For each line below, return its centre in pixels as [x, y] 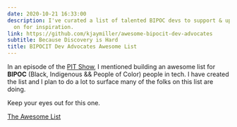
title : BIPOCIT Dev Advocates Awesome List [72, 47]
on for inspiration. [44, 27]
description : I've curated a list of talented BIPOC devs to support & [115, 20]
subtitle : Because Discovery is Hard [63, 40]
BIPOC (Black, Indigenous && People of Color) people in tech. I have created [118, 74]
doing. [17, 89]
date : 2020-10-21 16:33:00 [47, 14]
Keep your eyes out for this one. [54, 103]
